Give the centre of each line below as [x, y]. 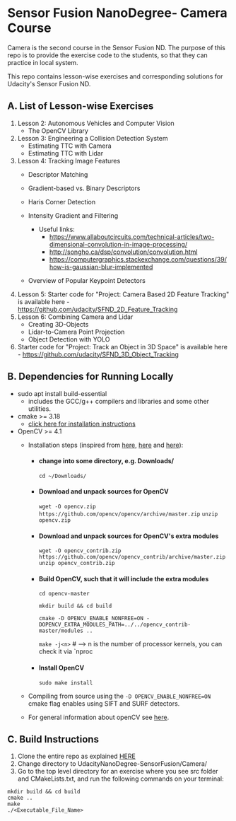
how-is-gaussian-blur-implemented [101, 267]
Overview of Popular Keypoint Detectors [87, 280]
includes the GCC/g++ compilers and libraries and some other [119, 401]
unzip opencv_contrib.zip [77, 564]
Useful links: [57, 229]
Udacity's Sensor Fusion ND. [49, 83]
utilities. [40, 409]
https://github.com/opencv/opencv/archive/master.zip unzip [128, 514]
